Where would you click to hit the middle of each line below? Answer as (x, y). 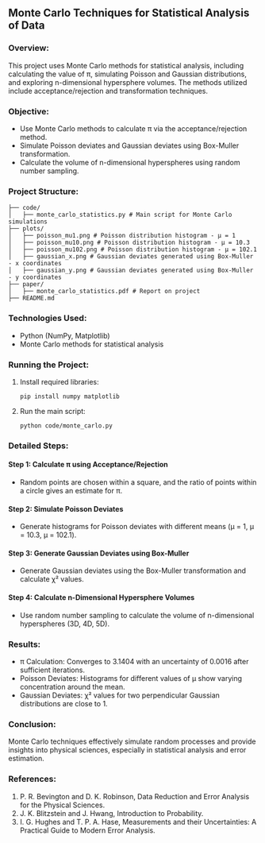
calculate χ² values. (52, 579)
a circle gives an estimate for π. (71, 491)
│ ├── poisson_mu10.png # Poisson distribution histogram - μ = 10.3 (129, 243)
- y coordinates (35, 277)
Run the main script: (52, 411)
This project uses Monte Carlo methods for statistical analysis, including (126, 65)
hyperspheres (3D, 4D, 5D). (64, 624)
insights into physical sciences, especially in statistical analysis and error (127, 750)
